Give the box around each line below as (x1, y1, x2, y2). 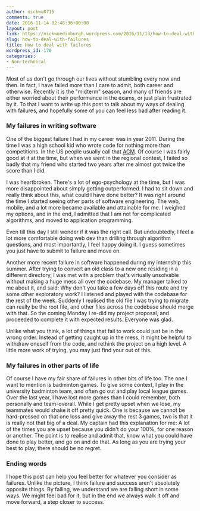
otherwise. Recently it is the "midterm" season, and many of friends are (6, 88, 182, 95)
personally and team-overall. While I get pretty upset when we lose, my (6, 401, 181, 408)
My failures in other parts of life (6, 361, 99, 370)
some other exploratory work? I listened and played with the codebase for (6, 290, 187, 297)
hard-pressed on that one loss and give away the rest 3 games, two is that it (6, 413, 193, 420)
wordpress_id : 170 (6, 48, 52, 54)
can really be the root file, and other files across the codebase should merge (6, 303, 194, 310)
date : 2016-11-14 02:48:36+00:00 (6, 20, 89, 26)
